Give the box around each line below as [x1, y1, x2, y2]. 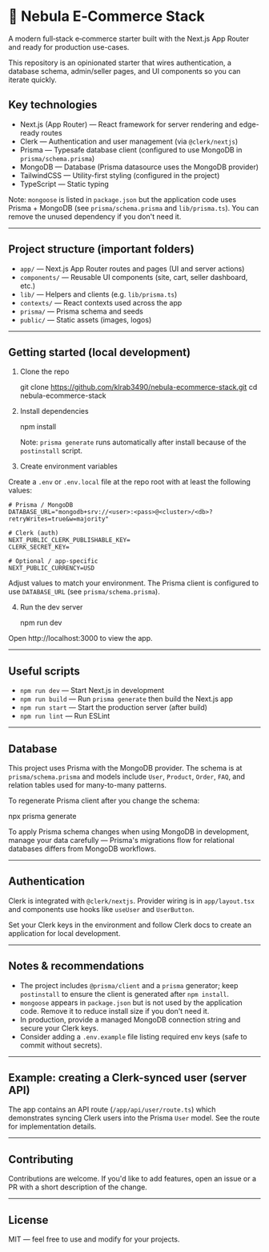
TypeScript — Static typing [19, 179, 110, 188]
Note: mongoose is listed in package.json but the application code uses [8, 194, 237, 204]
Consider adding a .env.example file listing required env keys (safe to [19, 1031, 247, 1041]
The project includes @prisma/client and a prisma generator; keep [19, 980, 239, 990]
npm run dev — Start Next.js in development [19, 686, 165, 695]
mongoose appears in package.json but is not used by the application [19, 998, 243, 1007]
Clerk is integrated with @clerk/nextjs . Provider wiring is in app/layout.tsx [8, 896, 255, 906]
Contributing [8, 1153, 74, 1166]
